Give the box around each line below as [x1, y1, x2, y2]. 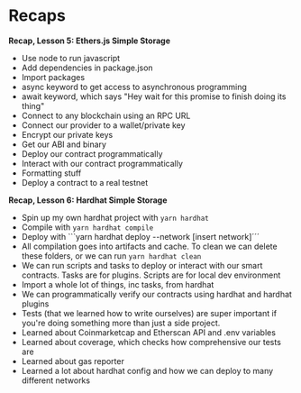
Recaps [8, 5, 67, 26]
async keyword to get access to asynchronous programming [21, 81, 247, 92]
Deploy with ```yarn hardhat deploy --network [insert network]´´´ [21, 231, 260, 242]
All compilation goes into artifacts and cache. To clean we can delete [21, 241, 278, 251]
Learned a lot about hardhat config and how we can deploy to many [21, 365, 274, 376]
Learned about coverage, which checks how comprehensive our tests [21, 336, 281, 347]
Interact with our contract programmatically [21, 158, 184, 169]
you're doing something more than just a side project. [21, 317, 221, 328]
